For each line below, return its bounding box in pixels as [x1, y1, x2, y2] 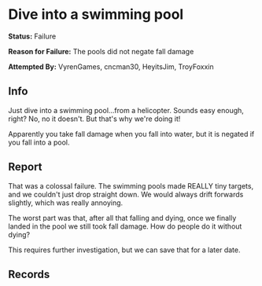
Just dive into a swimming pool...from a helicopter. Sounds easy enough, [8, 105, 244, 115]
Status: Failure [8, 31, 57, 41]
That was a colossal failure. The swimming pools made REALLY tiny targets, [8, 181, 254, 190]
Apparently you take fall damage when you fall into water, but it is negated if [8, 129, 255, 138]
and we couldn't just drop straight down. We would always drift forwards [8, 189, 244, 199]
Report [8, 160, 42, 174]
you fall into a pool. [8, 137, 70, 147]
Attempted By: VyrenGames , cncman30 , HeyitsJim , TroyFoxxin [8, 61, 214, 71]
